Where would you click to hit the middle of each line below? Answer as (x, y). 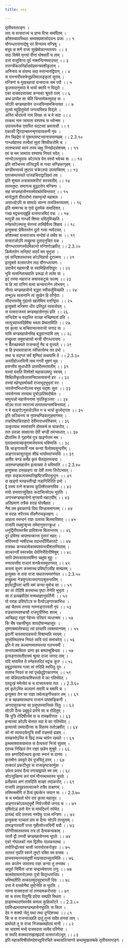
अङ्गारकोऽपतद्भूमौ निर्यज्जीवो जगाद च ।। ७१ (41, 803)
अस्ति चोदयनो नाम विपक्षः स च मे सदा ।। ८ (38, 115)
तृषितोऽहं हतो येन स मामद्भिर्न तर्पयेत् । (34, 809)
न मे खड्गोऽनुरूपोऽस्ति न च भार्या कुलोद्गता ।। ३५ (44, 410)
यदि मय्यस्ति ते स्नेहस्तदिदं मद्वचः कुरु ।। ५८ (39, 661)
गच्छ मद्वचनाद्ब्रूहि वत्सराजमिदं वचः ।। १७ (37, 213)
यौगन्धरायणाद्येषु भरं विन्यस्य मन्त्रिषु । (33, 44)
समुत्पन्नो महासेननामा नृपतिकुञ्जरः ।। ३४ (37, 399)
